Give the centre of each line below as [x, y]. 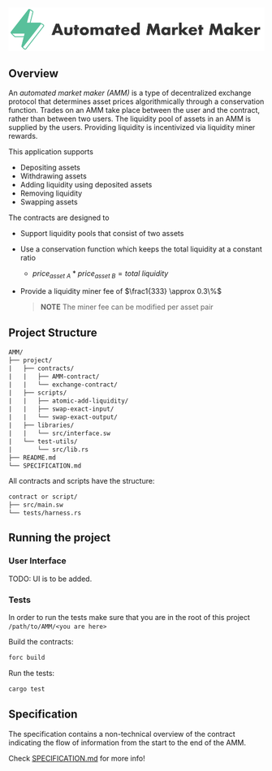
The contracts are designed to [59, 218]
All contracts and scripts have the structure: [82, 481]
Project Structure [53, 332]
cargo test [27, 689]
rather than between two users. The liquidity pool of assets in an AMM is [130, 119]
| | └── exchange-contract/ [63, 385]
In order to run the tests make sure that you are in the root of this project [129, 618]
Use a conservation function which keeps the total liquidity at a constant [141, 249]
